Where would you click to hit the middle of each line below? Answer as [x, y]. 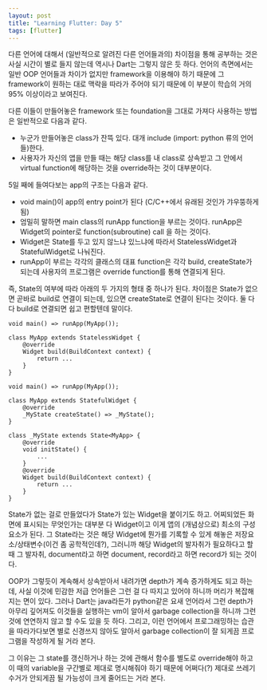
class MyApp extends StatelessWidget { [75, 338]
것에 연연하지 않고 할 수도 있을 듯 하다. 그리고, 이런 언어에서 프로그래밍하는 [124, 621]
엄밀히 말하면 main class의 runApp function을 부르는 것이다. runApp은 [131, 222]
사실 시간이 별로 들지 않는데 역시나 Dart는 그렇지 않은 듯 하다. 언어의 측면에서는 [131, 64]
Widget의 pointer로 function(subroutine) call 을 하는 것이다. [115, 232]
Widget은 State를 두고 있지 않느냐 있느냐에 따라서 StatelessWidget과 [128, 242]
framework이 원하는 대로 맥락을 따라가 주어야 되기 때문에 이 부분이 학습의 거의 [130, 84]
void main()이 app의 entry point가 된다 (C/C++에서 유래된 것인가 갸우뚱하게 [139, 202]
